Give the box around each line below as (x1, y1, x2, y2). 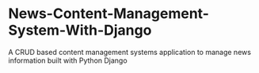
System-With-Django (8, 21, 152, 39)
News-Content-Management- (8, 5, 210, 23)
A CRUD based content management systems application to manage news (8, 47, 252, 57)
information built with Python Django (8, 56, 128, 65)
